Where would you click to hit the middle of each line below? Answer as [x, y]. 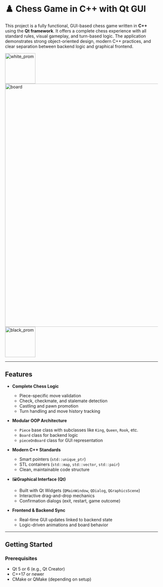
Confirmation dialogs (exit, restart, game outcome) [70, 500]
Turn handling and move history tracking [60, 411]
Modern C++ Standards [36, 449]
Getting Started [29, 545]
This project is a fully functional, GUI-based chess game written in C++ [76, 26]
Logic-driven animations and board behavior [64, 525]
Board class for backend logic [49, 435]
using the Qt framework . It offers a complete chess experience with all [76, 31]
